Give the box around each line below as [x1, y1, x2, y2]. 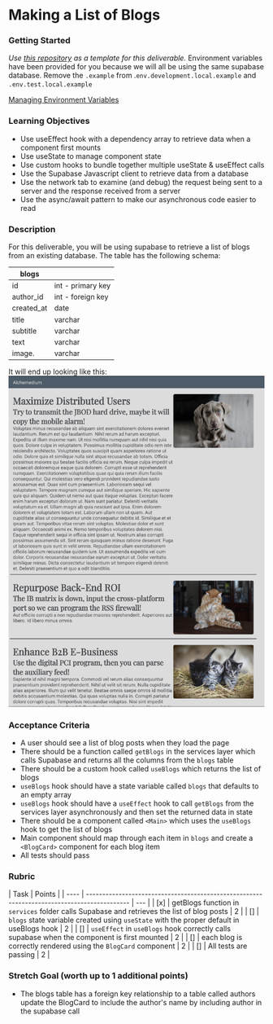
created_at [11, 303, 48, 313]
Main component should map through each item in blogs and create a [19, 833, 253, 843]
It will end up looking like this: [8, 367, 107, 376]
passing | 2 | [8, 950, 50, 960]
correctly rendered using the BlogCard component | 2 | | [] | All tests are [8, 941, 248, 951]
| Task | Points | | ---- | [8, 890, 84, 899]
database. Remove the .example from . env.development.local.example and [8, 71, 257, 81]
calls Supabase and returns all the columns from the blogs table [19, 755, 234, 765]
